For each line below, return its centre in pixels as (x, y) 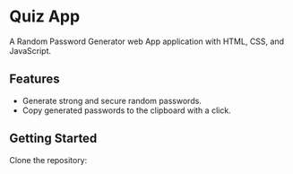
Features (34, 79)
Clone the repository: (48, 160)
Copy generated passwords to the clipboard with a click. (126, 110)
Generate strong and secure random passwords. (112, 100)
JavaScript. (30, 50)
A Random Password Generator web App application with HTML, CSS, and (147, 41)
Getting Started (53, 139)
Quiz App (45, 17)
